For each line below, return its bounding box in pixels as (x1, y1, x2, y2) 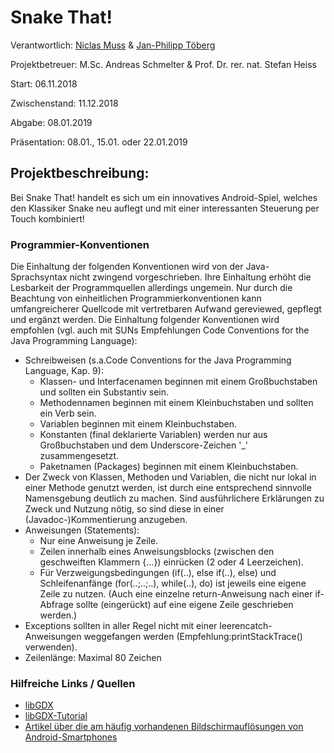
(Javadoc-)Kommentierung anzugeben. (24, 514, 188, 526)
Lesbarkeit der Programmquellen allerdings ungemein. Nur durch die (10, 282, 293, 294)
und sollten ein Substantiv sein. (39, 386, 170, 398)
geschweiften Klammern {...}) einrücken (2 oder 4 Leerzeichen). (39, 556, 304, 568)
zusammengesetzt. (39, 450, 120, 462)
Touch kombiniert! (10, 212, 85, 225)
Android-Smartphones (24, 731, 118, 743)
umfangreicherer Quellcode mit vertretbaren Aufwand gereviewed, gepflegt (10, 303, 322, 315)
